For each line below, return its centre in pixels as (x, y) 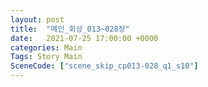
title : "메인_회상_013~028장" (70, 29)
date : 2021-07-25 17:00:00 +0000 (84, 38)
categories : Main (46, 47)
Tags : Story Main (46, 57)
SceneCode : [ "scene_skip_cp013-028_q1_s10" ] (104, 66)
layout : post (37, 19)
